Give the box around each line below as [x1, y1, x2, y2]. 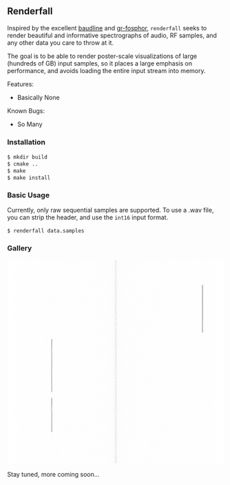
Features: [7, 79, 34, 88]
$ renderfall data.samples [7, 228, 85, 235]
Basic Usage [7, 190, 50, 200]
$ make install [7, 175, 51, 181]
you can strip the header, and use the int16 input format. [7, 213, 169, 221]
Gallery [7, 244, 32, 253]
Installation [7, 137, 46, 147]
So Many [17, 120, 43, 128]
